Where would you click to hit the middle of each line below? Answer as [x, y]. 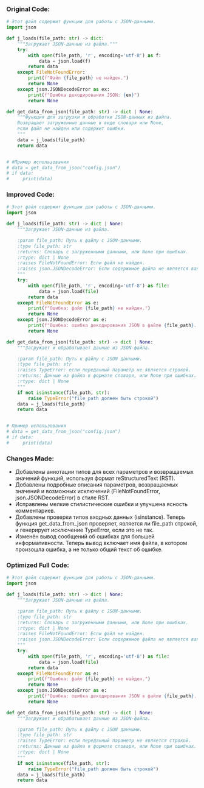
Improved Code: [30, 195]
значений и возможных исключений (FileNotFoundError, [87, 491]
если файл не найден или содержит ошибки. [72, 129]
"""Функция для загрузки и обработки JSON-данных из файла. [95, 118]
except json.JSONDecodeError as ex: [64, 89]
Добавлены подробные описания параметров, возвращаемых [97, 485]
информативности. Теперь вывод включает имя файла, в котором [101, 543]
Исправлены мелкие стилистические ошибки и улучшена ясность [101, 504]
